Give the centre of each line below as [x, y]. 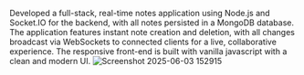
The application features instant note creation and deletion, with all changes [152, 32]
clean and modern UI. [50, 61]
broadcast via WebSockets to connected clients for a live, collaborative [143, 42]
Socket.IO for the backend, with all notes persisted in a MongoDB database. [152, 23]
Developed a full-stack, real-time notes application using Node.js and [140, 13]
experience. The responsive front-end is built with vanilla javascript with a [148, 52]
